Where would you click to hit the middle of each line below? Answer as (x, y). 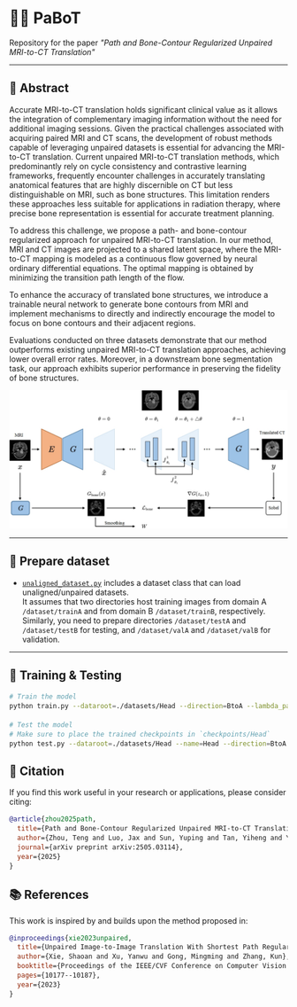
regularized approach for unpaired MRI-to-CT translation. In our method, (141, 239)
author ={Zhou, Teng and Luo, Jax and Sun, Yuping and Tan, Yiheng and (150, 838)
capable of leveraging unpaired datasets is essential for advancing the (137, 147)
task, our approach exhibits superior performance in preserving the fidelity (145, 368)
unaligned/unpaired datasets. (76, 592)
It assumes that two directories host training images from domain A (144, 601)
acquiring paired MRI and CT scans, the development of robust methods (141, 137)
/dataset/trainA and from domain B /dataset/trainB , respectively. (144, 611)
